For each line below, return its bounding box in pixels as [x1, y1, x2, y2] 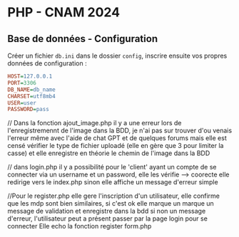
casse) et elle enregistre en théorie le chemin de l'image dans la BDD [7, 149, 210, 157]
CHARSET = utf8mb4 [7, 93, 56, 100]
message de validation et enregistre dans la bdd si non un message [7, 207, 206, 216]
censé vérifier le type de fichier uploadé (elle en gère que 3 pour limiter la [7, 142, 224, 150]
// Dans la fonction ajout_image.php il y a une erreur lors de [7, 119, 182, 127]
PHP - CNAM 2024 [7, 4, 120, 21]
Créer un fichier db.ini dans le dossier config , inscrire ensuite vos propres [7, 51, 228, 60]
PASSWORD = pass [7, 106, 50, 113]
